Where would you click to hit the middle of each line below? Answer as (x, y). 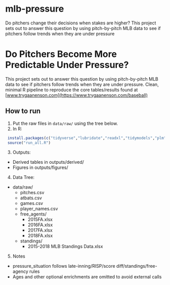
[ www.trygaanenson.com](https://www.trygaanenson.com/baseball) (77, 95)
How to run (23, 111)
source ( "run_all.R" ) (29, 142)
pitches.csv (32, 193)
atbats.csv (31, 198)
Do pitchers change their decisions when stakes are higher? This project (81, 23)
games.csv (32, 203)
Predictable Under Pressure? (67, 65)
